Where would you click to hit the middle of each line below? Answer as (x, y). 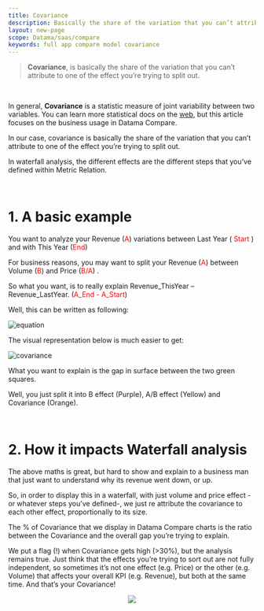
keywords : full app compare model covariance (84, 45)
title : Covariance (38, 15)
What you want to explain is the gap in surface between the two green (122, 371)
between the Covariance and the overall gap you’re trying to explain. (119, 535)
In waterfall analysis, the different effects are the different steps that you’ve (130, 161)
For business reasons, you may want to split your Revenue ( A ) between (123, 263)
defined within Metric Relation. (58, 170)
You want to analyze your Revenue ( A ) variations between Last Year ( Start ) (131, 239)
